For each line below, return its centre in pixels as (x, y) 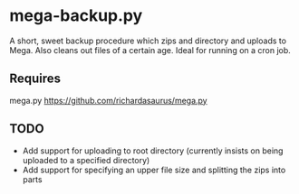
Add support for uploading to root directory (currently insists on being (153, 151)
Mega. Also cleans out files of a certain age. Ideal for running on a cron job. (150, 50)
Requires (35, 79)
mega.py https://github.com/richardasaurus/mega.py (108, 100)
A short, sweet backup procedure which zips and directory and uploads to (148, 41)
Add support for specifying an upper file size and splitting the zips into (154, 170)
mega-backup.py (76, 16)
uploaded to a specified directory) (86, 160)
